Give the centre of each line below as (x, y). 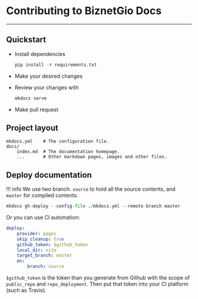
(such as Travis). (27, 290)
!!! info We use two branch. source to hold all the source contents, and (91, 189)
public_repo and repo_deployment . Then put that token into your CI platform (97, 284)
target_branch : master (44, 255)
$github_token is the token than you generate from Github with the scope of (98, 278)
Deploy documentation (49, 175)
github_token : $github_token (52, 245)
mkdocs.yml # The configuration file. (58, 142)
